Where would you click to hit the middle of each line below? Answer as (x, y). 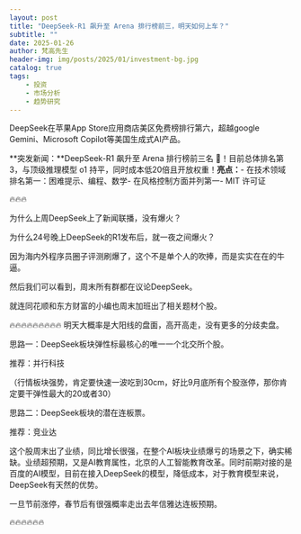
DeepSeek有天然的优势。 (56, 485)
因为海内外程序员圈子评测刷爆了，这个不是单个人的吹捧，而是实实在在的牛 (147, 257)
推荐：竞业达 (33, 432)
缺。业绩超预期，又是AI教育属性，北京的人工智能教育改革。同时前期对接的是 (151, 462)
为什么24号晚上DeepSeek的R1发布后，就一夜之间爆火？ (112, 237)
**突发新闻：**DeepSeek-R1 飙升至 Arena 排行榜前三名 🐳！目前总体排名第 (147, 158)
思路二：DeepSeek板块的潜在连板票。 (80, 413)
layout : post (34, 18)
